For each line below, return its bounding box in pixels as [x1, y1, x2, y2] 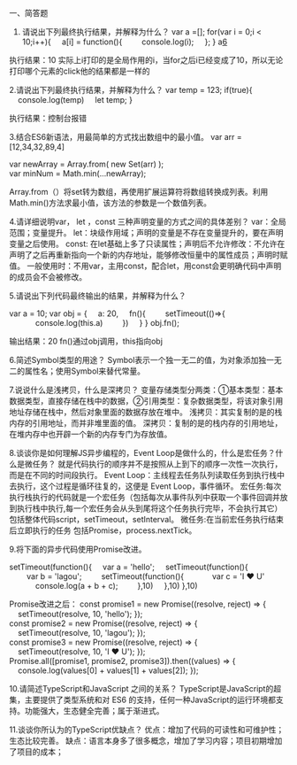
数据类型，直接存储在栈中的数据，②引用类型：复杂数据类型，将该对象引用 [9, 396, 284, 406]
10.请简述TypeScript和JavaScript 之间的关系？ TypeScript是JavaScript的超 [9, 684, 281, 693]
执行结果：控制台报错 [9, 113, 87, 123]
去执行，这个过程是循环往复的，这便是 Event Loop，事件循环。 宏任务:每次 [9, 481, 282, 491]
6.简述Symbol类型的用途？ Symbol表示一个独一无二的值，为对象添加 [9, 355, 259, 365]
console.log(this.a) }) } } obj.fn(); [34, 318, 179, 328]
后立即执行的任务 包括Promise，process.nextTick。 [9, 525, 197, 536]
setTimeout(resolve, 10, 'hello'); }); [17, 609, 143, 619]
